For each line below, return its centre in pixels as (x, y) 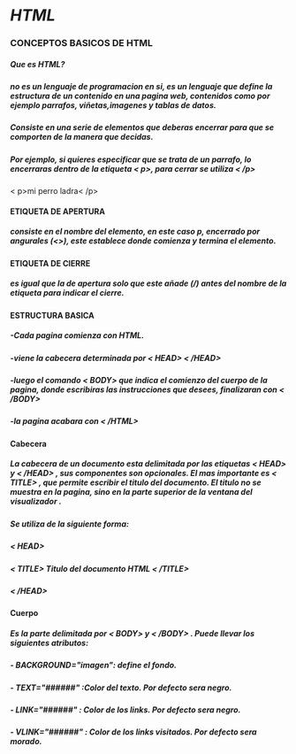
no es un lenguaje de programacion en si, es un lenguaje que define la (141, 87)
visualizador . (36, 502)
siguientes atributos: (49, 642)
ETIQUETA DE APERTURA (57, 211)
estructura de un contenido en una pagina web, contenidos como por (140, 96)
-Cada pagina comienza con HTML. (77, 335)
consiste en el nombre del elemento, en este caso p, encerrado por (135, 232)
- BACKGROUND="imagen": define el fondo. (94, 666)
